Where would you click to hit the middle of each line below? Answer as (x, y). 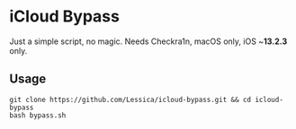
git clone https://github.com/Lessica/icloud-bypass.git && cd (130, 99)
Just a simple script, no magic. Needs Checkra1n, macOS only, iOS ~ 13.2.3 (148, 41)
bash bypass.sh (38, 115)
